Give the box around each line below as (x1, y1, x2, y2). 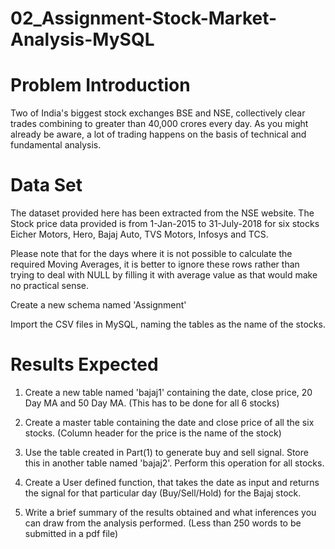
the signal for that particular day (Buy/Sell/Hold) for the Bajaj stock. (24, 487, 302, 499)
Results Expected (10, 353, 159, 376)
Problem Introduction (10, 74, 191, 97)
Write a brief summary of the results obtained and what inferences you (24, 507, 317, 518)
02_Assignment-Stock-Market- (10, 7, 278, 30)
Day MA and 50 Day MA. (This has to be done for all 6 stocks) (24, 397, 280, 409)
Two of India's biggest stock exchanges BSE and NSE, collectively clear (10, 107, 306, 119)
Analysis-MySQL (10, 28, 155, 51)
